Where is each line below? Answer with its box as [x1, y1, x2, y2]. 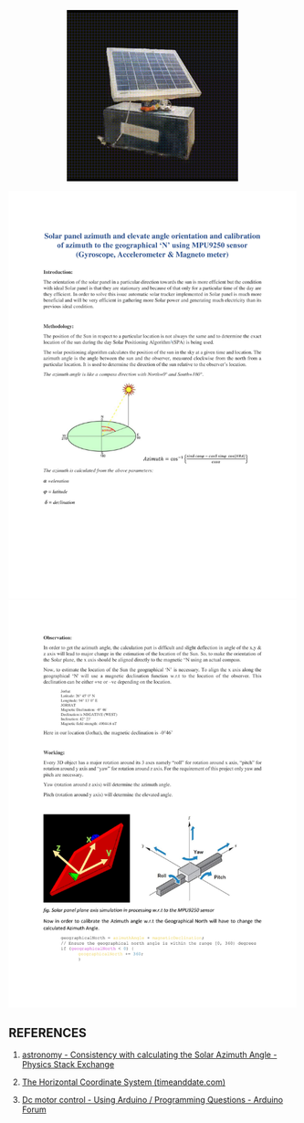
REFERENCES [8, 1025, 88, 1041]
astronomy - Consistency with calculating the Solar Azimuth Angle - [21, 1049, 278, 1060]
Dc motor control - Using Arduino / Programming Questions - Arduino [21, 1095, 284, 1106]
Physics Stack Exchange [21, 1059, 115, 1070]
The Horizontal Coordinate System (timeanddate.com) [21, 1076, 225, 1087]
